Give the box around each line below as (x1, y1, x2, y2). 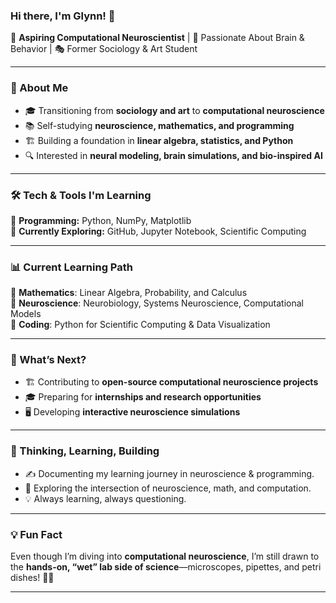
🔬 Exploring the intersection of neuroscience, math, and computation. (24, 482, 312, 494)
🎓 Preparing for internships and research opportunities (24, 391, 262, 403)
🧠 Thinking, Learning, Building (10, 444, 160, 458)
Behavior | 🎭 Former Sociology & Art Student (10, 43, 198, 55)
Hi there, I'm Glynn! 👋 (10, 9, 116, 23)
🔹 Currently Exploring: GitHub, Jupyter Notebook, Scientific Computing (10, 225, 307, 237)
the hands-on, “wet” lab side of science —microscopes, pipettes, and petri (10, 561, 322, 573)
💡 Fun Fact (10, 527, 63, 541)
